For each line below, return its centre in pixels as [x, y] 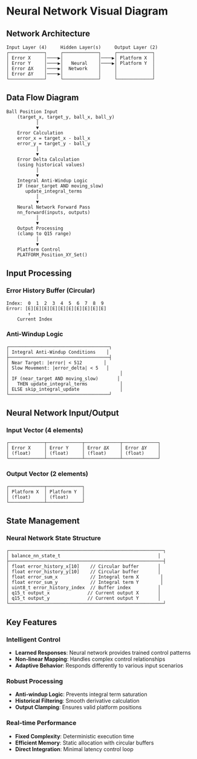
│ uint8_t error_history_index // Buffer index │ [84, 588]
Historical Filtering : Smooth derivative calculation [77, 701]
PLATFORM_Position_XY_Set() [52, 255]
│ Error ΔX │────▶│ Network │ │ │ [81, 68]
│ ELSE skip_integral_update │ [64, 389]
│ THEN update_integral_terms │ [64, 384]
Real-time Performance [41, 723]
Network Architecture [48, 34]
